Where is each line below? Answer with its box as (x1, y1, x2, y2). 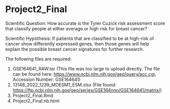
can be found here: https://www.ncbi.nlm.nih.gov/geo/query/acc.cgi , (12, 71, 156, 77)
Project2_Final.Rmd (12, 92, 53, 98)
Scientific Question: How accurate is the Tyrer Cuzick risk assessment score (5, 20, 165, 26)
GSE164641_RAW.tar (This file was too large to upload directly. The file (12, 66, 160, 72)
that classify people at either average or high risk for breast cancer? (5, 25, 148, 31)
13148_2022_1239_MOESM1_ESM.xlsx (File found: (12, 82, 117, 88)
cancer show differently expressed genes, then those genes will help (5, 40, 150, 46)
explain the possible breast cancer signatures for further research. (5, 46, 144, 52)
